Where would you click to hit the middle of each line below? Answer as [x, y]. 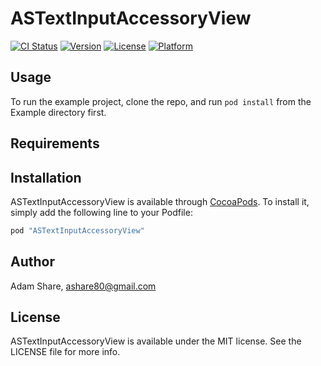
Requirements [55, 143]
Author [32, 262]
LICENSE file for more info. [65, 352]
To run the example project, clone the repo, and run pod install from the [161, 101]
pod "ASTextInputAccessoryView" [77, 230]
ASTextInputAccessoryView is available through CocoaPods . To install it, [160, 201]
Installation [46, 177]
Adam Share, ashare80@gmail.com [83, 286]
